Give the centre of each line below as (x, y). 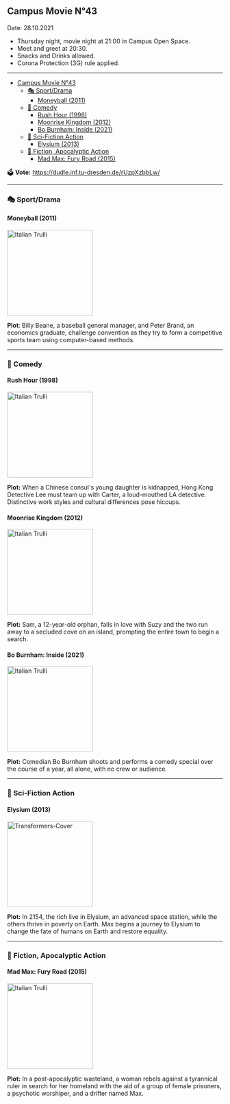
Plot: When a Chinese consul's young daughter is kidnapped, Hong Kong (110, 488)
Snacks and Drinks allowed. (56, 56)
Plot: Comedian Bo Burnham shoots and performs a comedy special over (110, 762)
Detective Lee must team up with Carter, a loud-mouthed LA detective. (107, 495)
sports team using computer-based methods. (71, 339)
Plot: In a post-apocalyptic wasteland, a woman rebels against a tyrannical (112, 1079)
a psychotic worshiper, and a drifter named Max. (75, 1093)
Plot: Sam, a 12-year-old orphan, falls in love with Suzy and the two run (107, 625)
